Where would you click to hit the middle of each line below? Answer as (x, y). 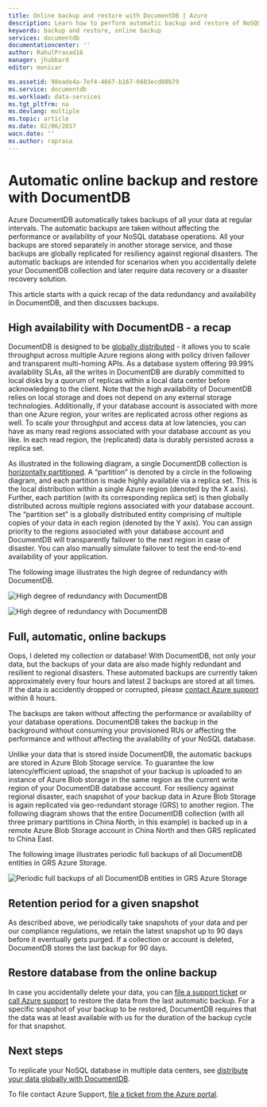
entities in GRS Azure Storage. (58, 863)
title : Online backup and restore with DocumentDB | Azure (108, 16)
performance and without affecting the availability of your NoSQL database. (132, 739)
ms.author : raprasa (41, 141)
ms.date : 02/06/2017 (43, 127)
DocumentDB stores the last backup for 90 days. (88, 948)
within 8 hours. (33, 698)
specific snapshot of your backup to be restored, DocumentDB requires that (132, 1009)
